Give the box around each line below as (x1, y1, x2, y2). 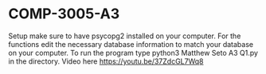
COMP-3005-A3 (8, 5, 120, 23)
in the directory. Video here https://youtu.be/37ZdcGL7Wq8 (8, 56, 204, 66)
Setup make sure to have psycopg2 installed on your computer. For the (8, 31, 241, 41)
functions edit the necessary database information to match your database (8, 39, 253, 49)
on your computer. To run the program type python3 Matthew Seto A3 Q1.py (8, 48, 259, 57)
